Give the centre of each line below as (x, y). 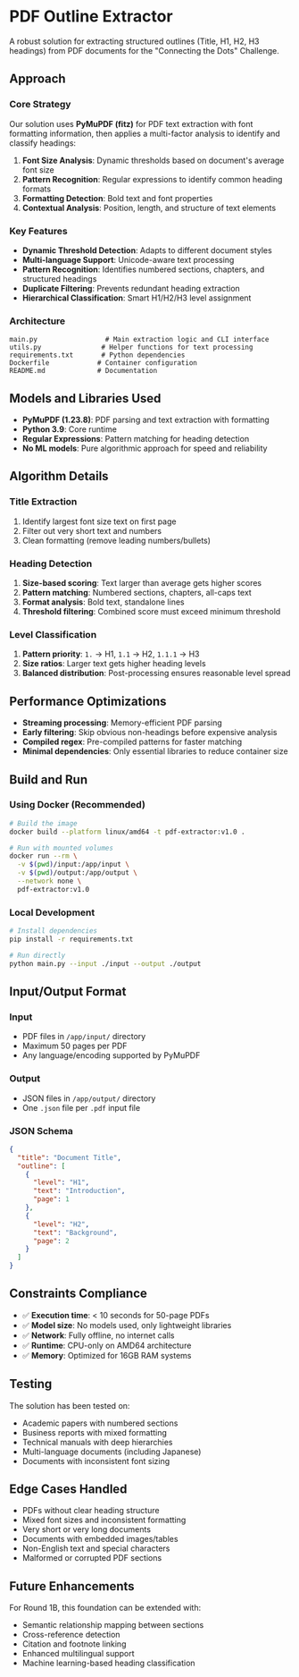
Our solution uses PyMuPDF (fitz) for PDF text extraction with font (131, 123)
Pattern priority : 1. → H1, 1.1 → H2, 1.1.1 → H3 (111, 654)
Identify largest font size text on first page (99, 521)
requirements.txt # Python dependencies (97, 355)
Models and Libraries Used (85, 398)
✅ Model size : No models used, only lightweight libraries (127, 1325)
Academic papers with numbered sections (100, 1423)
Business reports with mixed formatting (95, 1432)
